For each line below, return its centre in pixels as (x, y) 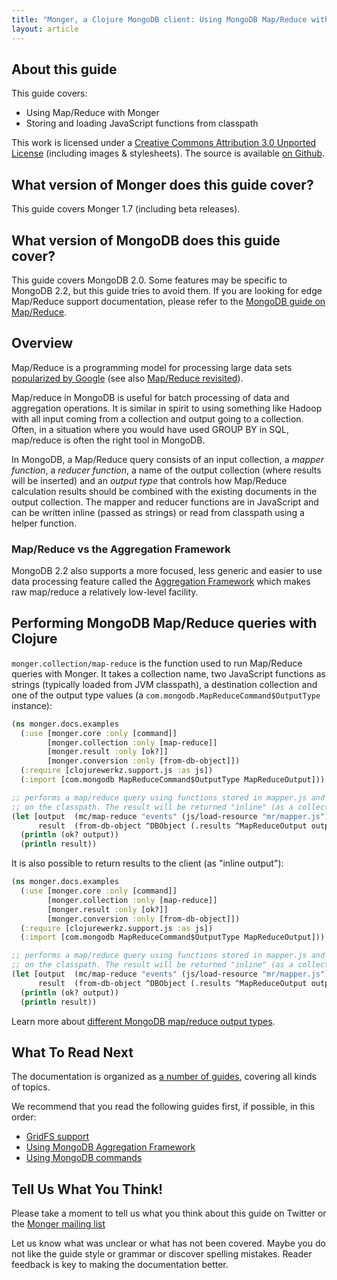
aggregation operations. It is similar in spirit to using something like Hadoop (167, 408)
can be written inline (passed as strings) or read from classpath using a (158, 512)
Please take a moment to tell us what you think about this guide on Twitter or (169, 1213)
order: (24, 1117)
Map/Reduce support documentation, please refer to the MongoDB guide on (168, 301)
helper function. (44, 523)
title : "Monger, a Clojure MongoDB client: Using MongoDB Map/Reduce (159, 19)
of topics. (31, 1087)
